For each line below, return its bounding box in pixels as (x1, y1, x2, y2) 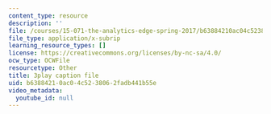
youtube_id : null (15, 94, 74, 102)
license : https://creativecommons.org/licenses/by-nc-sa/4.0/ (8, 49, 222, 57)
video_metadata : (8, 86, 63, 95)
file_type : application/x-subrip (8, 34, 121, 43)
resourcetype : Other (8, 64, 78, 72)
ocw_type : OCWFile (8, 57, 70, 65)
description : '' (8, 19, 63, 27)
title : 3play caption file (8, 71, 99, 79)
